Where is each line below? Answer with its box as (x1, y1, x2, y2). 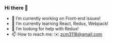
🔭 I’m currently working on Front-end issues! (11, 16, 101, 21)
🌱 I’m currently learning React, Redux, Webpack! (11, 21, 109, 26)
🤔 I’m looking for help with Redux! (11, 26, 79, 32)
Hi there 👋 (4, 4, 29, 11)
